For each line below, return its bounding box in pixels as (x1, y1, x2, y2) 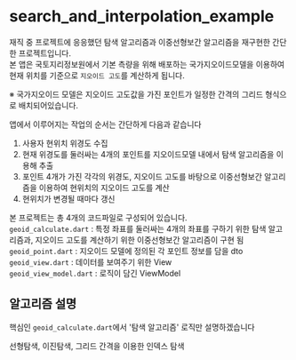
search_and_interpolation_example (9, 6, 275, 27)
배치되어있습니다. (18, 100, 78, 110)
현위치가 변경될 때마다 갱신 (21, 193, 116, 204)
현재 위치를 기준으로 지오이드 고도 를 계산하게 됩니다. (9, 69, 185, 81)
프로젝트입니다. (18, 47, 72, 59)
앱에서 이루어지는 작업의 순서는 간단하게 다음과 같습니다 (9, 118, 202, 130)
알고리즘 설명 (9, 296, 77, 312)
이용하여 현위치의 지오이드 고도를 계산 (38, 182, 171, 193)
